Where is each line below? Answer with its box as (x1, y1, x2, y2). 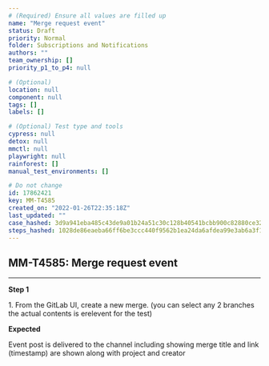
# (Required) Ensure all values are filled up (8, 11, 167, 20)
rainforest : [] (8, 159, 59, 168)
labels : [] (8, 108, 45, 116)
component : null (8, 93, 62, 101)
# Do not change (8, 182, 62, 190)
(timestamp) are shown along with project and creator (8, 348, 186, 358)
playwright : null (8, 152, 66, 160)
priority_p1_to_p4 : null (8, 64, 91, 72)
